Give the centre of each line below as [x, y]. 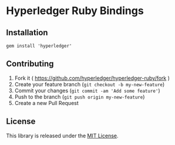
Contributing [30, 64]
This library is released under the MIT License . [62, 136]
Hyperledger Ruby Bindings [75, 11]
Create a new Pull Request [47, 103]
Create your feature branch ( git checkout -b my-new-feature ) [90, 84]
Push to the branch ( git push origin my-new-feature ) [80, 97]
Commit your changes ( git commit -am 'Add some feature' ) [87, 90]
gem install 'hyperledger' [39, 46]
